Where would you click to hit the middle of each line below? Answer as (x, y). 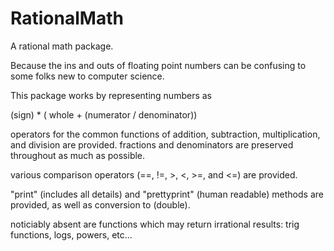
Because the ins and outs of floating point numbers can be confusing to (158, 65)
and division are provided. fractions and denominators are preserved (152, 144)
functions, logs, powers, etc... (71, 234)
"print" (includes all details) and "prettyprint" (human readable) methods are (167, 194)
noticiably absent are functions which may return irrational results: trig (155, 224)
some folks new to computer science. (87, 76)
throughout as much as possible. (78, 155)
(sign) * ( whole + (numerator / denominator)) (104, 114)
